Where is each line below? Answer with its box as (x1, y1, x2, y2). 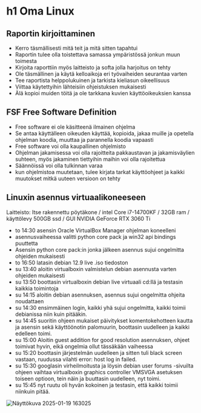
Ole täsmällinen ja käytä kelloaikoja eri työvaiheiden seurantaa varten (15, 70, 188, 77)
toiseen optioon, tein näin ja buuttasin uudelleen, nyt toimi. (15, 375, 161, 382)
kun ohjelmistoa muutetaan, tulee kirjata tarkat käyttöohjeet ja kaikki (15, 168, 185, 175)
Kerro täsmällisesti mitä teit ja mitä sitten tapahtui (15, 44, 138, 52)
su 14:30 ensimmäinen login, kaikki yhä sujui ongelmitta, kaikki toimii (15, 304, 186, 311)
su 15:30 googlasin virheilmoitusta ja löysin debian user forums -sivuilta (15, 362, 194, 369)
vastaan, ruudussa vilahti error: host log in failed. (15, 355, 137, 363)
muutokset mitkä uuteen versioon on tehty (15, 175, 121, 182)
